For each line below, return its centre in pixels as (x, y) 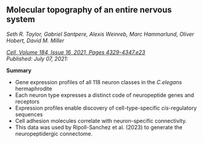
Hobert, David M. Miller (35, 40)
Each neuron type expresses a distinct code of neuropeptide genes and (105, 95)
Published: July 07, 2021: (37, 58)
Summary (19, 70)
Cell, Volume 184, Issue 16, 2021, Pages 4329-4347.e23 (76, 52)
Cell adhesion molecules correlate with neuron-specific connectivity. (101, 121)
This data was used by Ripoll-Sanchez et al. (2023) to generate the (99, 127)
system (21, 20)
